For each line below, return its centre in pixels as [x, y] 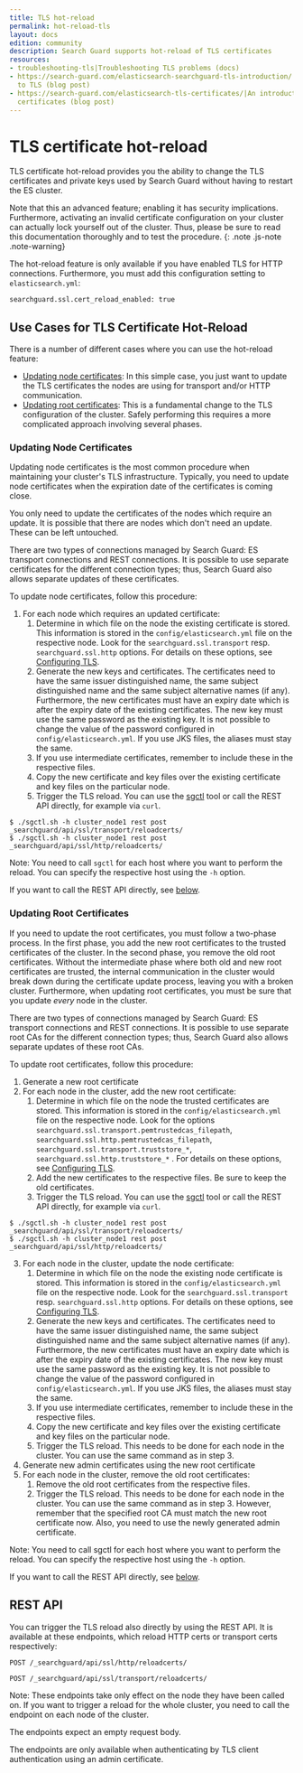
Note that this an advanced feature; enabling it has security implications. [144, 208]
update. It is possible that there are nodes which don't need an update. [141, 523]
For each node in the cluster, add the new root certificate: [129, 1091]
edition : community [46, 43]
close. [21, 496]
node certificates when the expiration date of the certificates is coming [141, 486]
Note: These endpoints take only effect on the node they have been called [147, 1695]
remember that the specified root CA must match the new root [151, 1513]
